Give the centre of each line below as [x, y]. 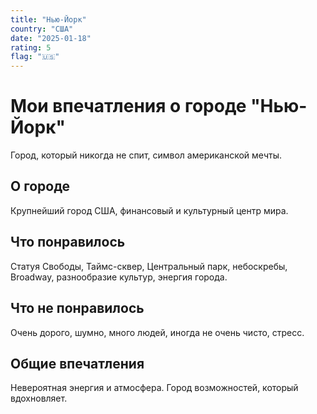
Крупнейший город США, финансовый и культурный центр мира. [149, 210]
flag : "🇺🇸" [35, 57]
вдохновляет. [39, 398]
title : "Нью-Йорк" [48, 19]
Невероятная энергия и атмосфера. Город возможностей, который [154, 388]
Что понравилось [68, 242]
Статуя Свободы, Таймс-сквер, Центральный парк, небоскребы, [149, 266]
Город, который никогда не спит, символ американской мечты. [146, 155]
